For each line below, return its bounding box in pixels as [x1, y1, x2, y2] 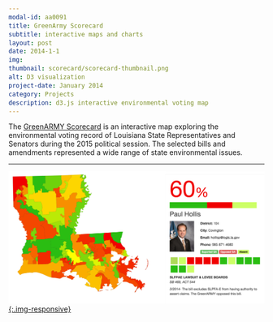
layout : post [8, 39, 53, 47]
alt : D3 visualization [8, 73, 85, 81]
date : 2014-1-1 [8, 47, 60, 56]
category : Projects [8, 90, 75, 98]
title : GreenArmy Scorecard [8, 21, 104, 30]
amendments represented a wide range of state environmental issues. [8, 148, 243, 157]
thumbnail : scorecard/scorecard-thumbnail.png [8, 65, 169, 73]
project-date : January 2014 [8, 81, 104, 89]
